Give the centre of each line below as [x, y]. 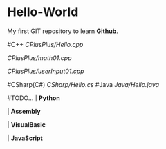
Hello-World [43, 12]
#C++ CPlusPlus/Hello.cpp [45, 44]
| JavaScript [25, 138]
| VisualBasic [27, 124]
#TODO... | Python [34, 98]
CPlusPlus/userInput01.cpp [46, 71]
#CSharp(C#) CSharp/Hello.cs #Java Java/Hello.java [83, 84]
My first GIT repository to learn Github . [63, 31]
